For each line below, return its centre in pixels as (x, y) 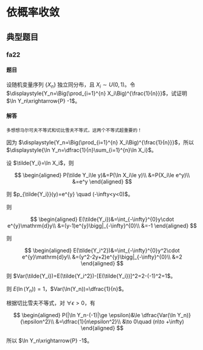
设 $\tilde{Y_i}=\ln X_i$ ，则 (40, 163)
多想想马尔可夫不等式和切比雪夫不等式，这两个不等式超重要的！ (74, 130)
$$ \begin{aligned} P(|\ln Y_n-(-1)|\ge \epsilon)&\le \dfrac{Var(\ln (95, 315)
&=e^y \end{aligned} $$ (102, 181)
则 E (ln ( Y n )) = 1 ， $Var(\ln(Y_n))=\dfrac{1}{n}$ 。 (67, 289)
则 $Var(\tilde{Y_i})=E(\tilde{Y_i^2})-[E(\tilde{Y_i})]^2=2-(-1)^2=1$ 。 (91, 276)
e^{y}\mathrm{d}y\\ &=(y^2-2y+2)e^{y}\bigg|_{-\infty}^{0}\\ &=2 (102, 257)
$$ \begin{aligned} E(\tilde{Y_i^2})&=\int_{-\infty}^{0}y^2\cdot (102, 250)
